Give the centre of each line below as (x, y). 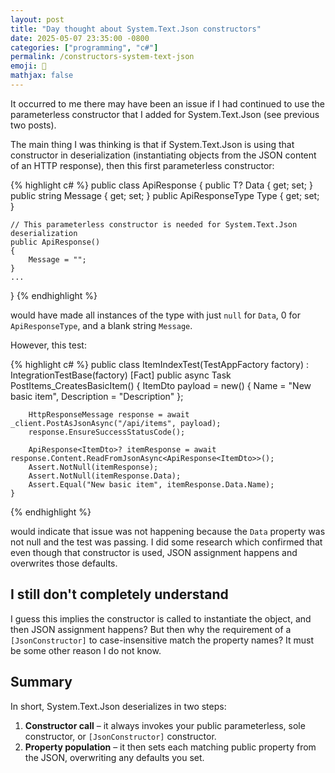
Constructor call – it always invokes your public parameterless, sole (165, 725)
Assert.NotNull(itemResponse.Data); (105, 476)
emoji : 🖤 (28, 66)
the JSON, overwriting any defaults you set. (114, 757)
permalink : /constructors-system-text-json (102, 57)
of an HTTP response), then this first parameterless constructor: (142, 165)
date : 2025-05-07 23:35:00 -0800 (80, 38)
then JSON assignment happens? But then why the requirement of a (151, 629)
